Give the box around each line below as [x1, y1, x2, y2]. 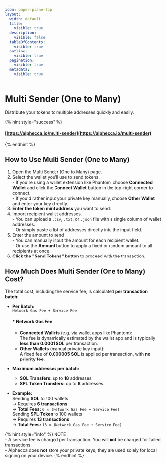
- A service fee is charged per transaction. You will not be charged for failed [5, 436, 161, 442]
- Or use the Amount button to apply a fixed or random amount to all [12, 242, 153, 248]
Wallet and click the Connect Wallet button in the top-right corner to [12, 184, 153, 191]
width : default [9, 16, 41, 21]
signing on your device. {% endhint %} [5, 452, 84, 458]
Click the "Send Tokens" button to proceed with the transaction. [12, 253, 146, 259]
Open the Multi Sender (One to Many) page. [12, 169, 102, 175]
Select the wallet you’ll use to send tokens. [12, 174, 100, 180]
